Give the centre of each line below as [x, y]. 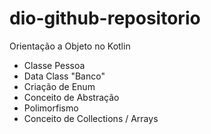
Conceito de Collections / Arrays [91, 118]
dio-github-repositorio [105, 18]
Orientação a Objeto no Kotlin [70, 46]
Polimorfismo [51, 108]
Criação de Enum [59, 86]
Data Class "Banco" [64, 76]
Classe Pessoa [54, 65]
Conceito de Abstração [71, 97]
